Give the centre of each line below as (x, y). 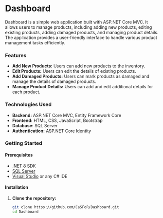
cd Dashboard (25, 212)
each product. (26, 92)
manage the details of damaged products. (54, 81)
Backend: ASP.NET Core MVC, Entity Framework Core (67, 115)
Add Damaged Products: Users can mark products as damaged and (81, 77)
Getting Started (24, 143)
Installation (17, 187)
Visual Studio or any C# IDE (40, 176)
